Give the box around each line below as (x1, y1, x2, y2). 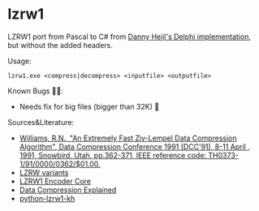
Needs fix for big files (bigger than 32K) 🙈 (19, 101, 160, 111)
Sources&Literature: (7, 117, 75, 127)
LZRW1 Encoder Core (19, 176, 91, 186)
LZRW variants (19, 167, 69, 177)
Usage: (7, 56, 32, 66)
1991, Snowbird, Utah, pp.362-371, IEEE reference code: (19, 150, 207, 160)
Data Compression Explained (19, 184, 117, 195)
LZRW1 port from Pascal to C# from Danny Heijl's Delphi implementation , (7, 32, 251, 41)
